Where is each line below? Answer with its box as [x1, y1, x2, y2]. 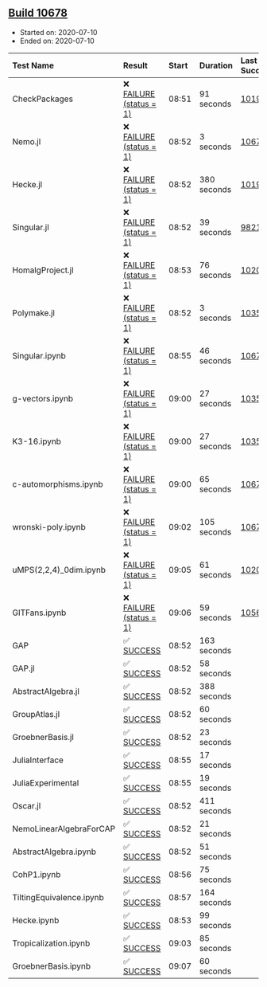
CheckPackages [12, 93, 74, 104]
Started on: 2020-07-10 [19, 27, 98, 37]
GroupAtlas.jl [12, 708, 60, 719]
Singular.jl [12, 221, 49, 233]
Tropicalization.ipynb [12, 938, 91, 949]
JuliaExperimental [12, 777, 79, 788]
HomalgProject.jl [12, 264, 74, 276]
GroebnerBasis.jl [12, 731, 74, 742]
